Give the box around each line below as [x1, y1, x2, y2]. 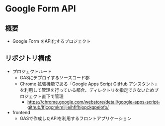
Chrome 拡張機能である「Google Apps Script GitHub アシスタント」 [19, 81, 160, 87]
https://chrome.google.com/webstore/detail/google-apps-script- [27, 99, 161, 105]
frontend [12, 109, 31, 115]
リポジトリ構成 [5, 54, 51, 63]
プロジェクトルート [12, 68, 52, 74]
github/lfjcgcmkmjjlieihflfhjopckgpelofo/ [27, 104, 109, 110]
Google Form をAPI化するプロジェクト [12, 38, 91, 44]
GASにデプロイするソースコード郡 [19, 74, 90, 80]
